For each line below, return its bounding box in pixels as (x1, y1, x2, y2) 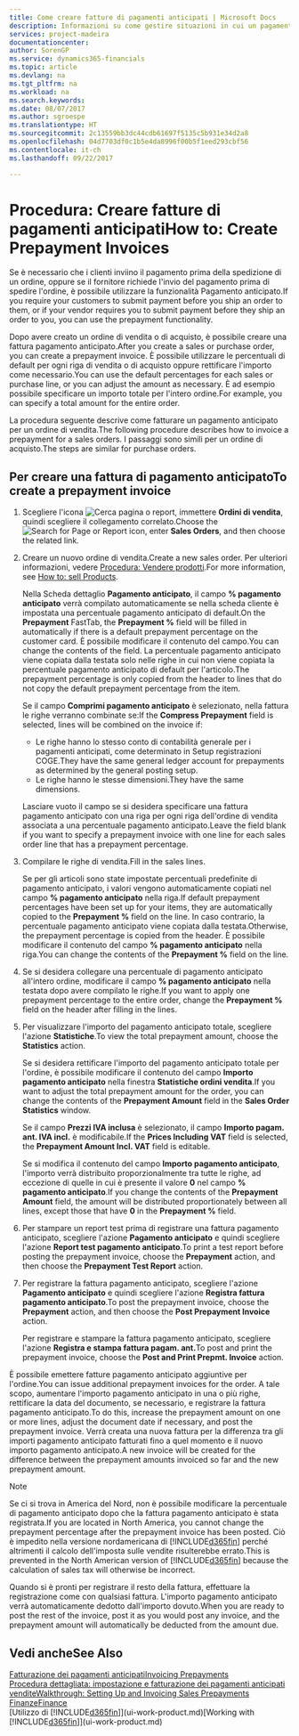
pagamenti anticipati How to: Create (9, 219, 279, 239)
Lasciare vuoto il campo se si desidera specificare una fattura (21, 801, 249, 812)
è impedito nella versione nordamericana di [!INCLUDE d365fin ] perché (9, 1537, 269, 1547)
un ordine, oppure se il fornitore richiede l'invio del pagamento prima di (9, 277, 270, 288)
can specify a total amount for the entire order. (9, 398, 181, 409)
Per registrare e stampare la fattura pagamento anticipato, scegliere (21, 1333, 271, 1344)
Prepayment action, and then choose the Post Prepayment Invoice (21, 1306, 271, 1318)
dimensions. (35, 784, 81, 795)
